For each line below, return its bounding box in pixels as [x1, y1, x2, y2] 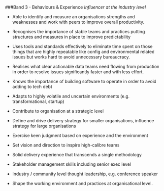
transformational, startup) [12, 98, 65, 104]
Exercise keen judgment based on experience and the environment [12, 133, 149, 138]
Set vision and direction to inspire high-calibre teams [12, 142, 120, 148]
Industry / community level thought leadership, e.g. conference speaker [12, 171, 158, 177]
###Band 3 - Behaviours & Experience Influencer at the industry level [5, 4, 146, 10]
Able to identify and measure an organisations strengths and [12, 14, 135, 19]
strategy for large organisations [12, 123, 76, 129]
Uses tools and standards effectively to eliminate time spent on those [12, 44, 153, 49]
